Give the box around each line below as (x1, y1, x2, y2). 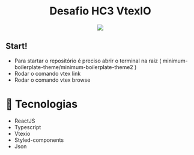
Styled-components (14, 136, 64, 144)
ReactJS (14, 117, 35, 124)
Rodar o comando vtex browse (14, 76, 91, 84)
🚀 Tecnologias (5, 97, 78, 111)
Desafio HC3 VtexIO (49, 4, 151, 18)
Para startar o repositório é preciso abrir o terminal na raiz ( (14, 57, 162, 64)
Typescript (14, 123, 41, 130)
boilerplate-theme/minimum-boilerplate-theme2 (14, 63, 133, 70)
